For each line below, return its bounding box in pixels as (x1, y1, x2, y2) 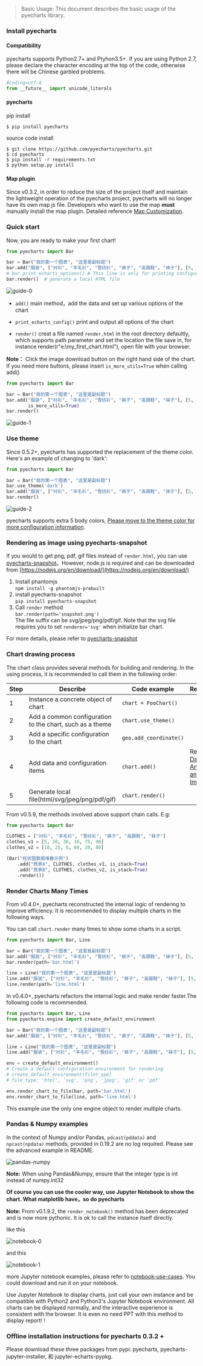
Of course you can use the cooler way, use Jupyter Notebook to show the (6, 1188, 195, 1196)
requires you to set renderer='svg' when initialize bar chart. (14, 623, 164, 630)
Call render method (14, 604, 63, 611)
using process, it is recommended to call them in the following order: (6, 670, 177, 678)
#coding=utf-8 (6, 80, 42, 86)
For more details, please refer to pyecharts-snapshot (6, 635, 138, 642)
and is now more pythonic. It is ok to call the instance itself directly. (6, 1214, 174, 1221)
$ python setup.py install (6, 162, 74, 169)
